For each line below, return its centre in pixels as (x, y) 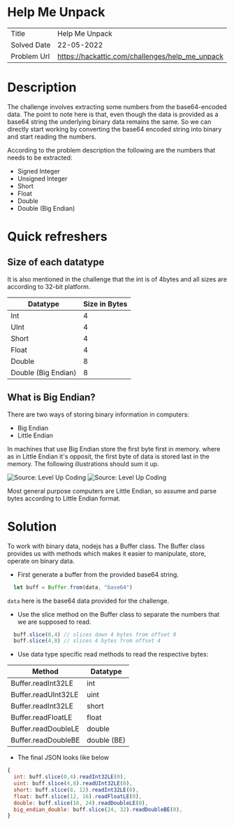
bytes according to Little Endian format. (64, 498)
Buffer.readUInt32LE (45, 695)
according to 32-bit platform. (49, 286)
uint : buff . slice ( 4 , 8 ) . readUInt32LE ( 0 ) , (73, 783)
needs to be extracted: (40, 157)
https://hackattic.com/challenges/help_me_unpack (140, 56)
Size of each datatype (56, 262)
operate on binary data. (41, 561)
